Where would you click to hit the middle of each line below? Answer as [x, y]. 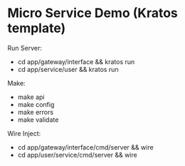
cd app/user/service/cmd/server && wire [77, 155]
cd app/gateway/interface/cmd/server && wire [86, 147]
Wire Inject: [24, 133]
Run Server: [25, 48]
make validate [38, 120]
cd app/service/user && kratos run [68, 69]
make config [36, 104]
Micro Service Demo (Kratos [92, 13]
